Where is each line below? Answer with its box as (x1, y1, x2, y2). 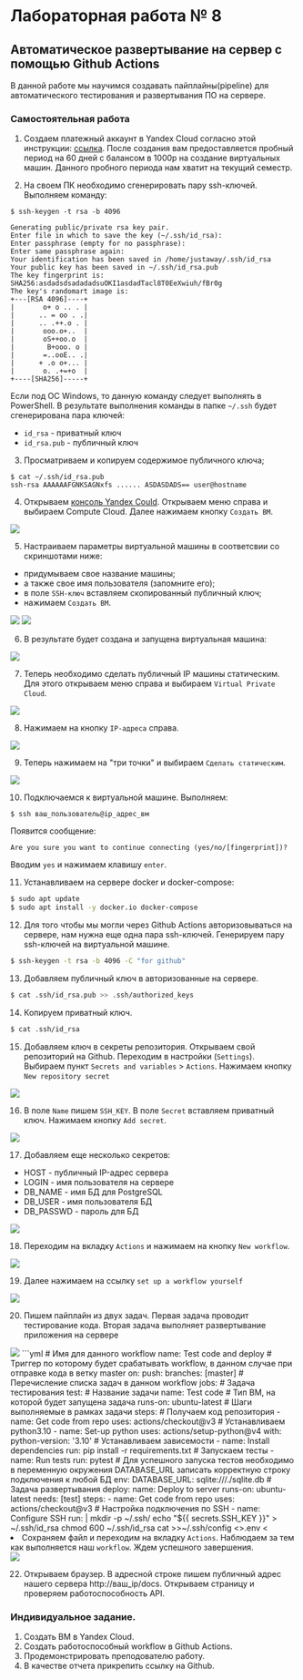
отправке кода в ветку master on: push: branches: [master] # (10, 1368, 244, 1378)
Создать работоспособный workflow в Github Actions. (23, 1641, 233, 1652)
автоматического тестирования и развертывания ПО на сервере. (10, 90, 267, 100)
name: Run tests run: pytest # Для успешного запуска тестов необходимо (10, 1454, 295, 1465)
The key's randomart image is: (10, 287, 129, 296)
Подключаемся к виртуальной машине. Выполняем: (23, 792, 228, 803)
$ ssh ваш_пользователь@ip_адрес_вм (10, 810, 149, 819)
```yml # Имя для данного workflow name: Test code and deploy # (21, 1347, 272, 1358)
